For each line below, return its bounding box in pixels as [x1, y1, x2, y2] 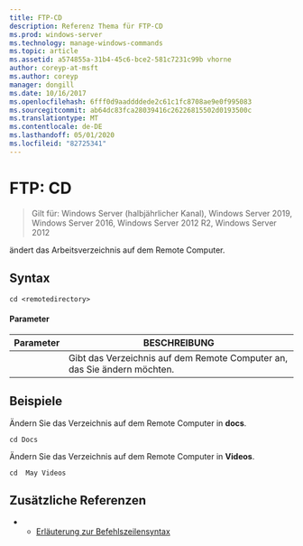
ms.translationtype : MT [9, 114, 99, 123]
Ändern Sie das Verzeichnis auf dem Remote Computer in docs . [9, 417, 247, 429]
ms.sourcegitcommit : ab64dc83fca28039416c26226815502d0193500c [9, 106, 252, 115]
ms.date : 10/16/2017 [9, 88, 87, 97]
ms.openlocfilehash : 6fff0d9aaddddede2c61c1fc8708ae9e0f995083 [9, 97, 252, 106]
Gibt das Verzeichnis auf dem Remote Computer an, [68, 351, 289, 364]
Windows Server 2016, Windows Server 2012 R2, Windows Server [31, 217, 277, 228]
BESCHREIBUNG [142, 336, 215, 348]
